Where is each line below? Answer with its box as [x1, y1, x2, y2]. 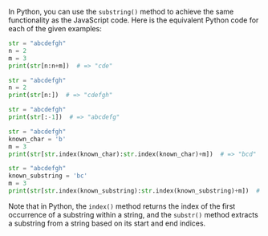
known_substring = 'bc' [8, 172, 88, 180]
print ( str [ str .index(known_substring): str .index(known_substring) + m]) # [8, 187, 261, 195]
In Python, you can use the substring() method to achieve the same [8, 7, 234, 16]
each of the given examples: [8, 24, 102, 33]
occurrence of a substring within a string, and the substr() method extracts [8, 210, 258, 219]
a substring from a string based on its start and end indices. [8, 218, 206, 228]
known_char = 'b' [8, 135, 67, 143]
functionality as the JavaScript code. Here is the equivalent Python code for [8, 15, 259, 25]
